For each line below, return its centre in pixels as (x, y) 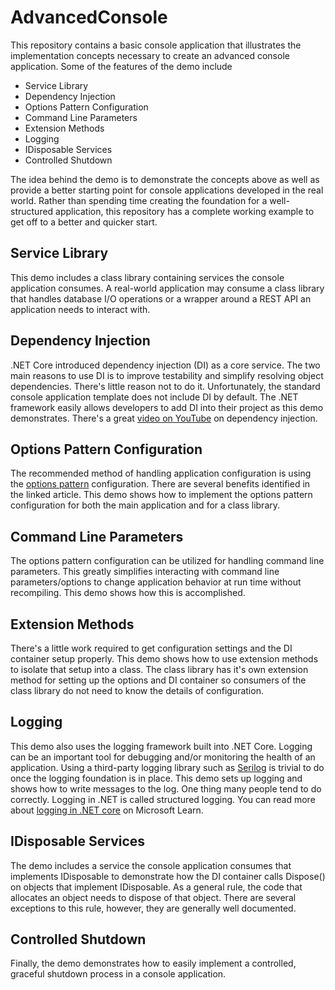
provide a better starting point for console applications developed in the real (167, 190)
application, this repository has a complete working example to (185, 211)
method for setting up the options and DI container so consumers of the (158, 680)
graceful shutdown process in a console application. (118, 974)
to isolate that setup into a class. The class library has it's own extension (159, 669)
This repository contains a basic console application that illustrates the (156, 45)
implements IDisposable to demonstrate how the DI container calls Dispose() (168, 876)
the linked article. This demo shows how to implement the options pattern (161, 495)
